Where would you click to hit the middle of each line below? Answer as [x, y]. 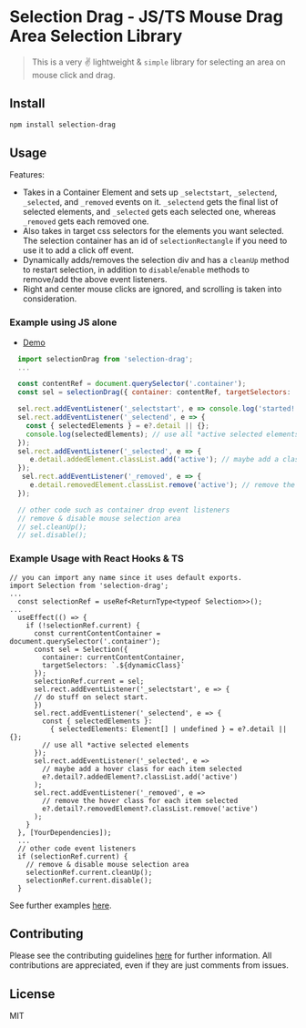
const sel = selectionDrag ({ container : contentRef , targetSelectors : [154, 392]
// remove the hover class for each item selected [140, 800]
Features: [27, 175]
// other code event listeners [77, 849]
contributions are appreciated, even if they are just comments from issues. [149, 965]
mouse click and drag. [73, 75]
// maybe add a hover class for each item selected [143, 768]
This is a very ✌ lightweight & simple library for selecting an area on [158, 62]
